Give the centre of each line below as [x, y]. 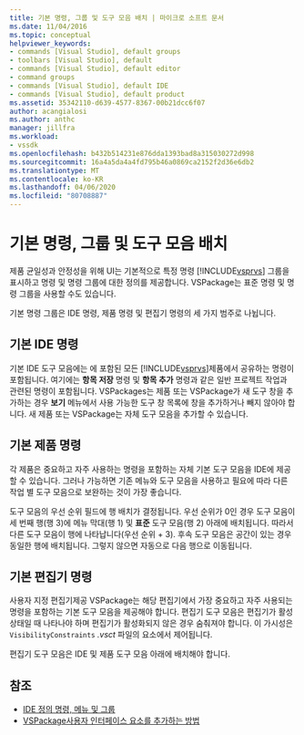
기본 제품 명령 [46, 445]
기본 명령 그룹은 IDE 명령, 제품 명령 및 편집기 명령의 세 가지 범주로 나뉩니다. [142, 313]
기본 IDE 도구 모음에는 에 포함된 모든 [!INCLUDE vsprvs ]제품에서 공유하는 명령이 [152, 368]
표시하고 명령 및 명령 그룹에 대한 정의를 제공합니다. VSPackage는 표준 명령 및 [147, 282]
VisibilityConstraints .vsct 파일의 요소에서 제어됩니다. [111, 635]
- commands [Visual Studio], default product [97, 94]
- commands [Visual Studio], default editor [95, 69]
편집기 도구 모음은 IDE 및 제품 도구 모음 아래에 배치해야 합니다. [120, 654]
